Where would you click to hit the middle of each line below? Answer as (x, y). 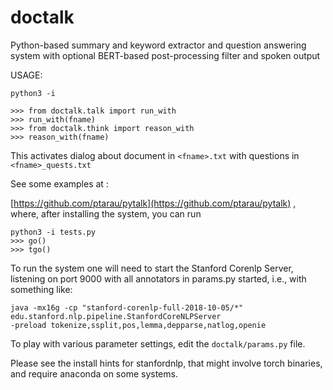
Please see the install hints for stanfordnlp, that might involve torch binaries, (166, 363)
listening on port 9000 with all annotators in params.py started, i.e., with (158, 278)
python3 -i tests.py (53, 232)
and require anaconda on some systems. (94, 373)
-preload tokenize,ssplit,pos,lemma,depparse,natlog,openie (138, 325)
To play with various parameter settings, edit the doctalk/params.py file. (158, 343)
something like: (41, 289)
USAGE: (26, 75)
